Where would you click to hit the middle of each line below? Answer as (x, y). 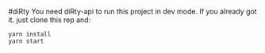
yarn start (26, 41)
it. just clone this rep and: (50, 20)
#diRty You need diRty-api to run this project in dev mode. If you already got (132, 11)
